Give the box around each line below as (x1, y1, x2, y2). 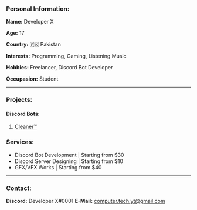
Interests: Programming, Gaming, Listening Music (6, 52, 127, 60)
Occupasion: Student (6, 75, 59, 82)
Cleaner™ (14, 123, 37, 131)
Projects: (6, 96, 33, 104)
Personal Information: (6, 5, 70, 13)
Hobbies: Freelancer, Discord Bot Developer (6, 64, 113, 71)
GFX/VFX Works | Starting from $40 (14, 164, 102, 171)
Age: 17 (6, 29, 25, 36)
